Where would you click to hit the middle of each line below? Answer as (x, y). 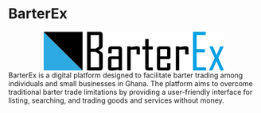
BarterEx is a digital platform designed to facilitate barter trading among (126, 75)
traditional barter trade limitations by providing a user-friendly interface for (130, 92)
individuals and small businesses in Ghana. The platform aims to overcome (130, 83)
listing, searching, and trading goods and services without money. (116, 100)
